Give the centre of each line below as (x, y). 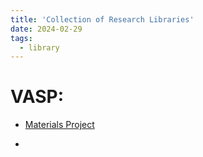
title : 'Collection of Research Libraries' (102, 19)
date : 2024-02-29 (46, 29)
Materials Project (59, 125)
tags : (21, 38)
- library (39, 47)
